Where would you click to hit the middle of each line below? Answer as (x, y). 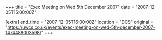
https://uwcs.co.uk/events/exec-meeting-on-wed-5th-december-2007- (81, 27)
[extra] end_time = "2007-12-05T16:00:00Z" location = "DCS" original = (79, 22)
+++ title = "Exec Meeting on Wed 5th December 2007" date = (70, 7)
